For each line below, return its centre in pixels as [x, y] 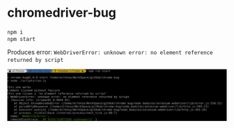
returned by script [36, 60]
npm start [22, 39]
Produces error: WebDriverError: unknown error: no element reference [110, 52]
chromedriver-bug [62, 13]
